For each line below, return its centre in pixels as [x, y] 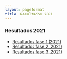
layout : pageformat [25, 9]
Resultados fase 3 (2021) [37, 52]
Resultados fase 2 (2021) [37, 46]
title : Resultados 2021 [29, 14]
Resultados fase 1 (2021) [37, 41]
